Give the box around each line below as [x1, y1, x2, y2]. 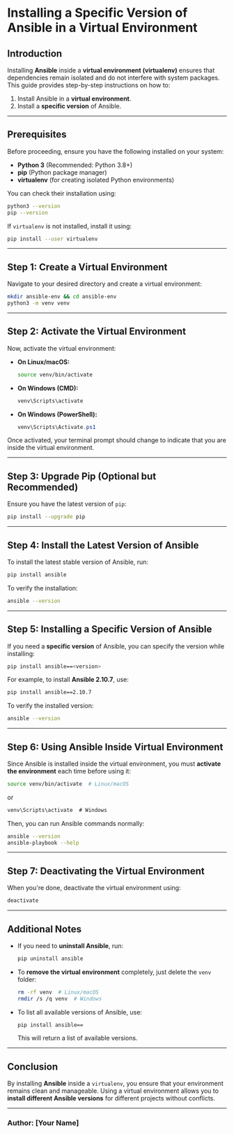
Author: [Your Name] [7, 1118, 79, 1128]
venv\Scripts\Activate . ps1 [17, 423, 96, 430]
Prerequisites [7, 129, 67, 140]
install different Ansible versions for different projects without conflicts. [7, 1094, 216, 1103]
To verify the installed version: [7, 702, 94, 710]
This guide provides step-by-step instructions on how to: [7, 81, 171, 89]
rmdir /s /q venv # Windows [17, 995, 102, 1002]
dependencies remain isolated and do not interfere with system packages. [7, 73, 221, 82]
